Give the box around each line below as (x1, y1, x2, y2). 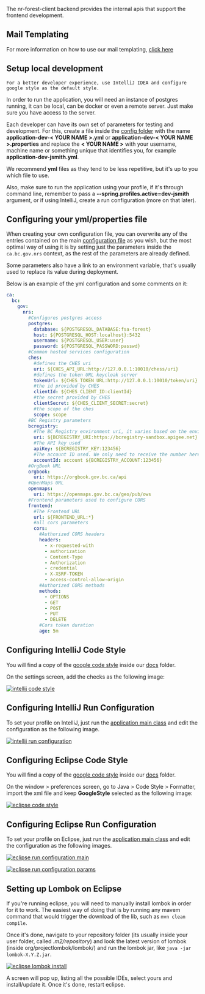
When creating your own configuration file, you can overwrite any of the (6, 230, 188, 238)
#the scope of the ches (33, 405, 95, 412)
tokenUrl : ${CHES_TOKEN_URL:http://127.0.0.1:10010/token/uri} (33, 377, 198, 383)
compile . (6, 919, 27, 927)
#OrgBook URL (28, 462, 62, 469)
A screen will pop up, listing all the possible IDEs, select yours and (6, 974, 173, 982)
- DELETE (45, 617, 67, 623)
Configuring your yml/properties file (6, 214, 148, 225)
